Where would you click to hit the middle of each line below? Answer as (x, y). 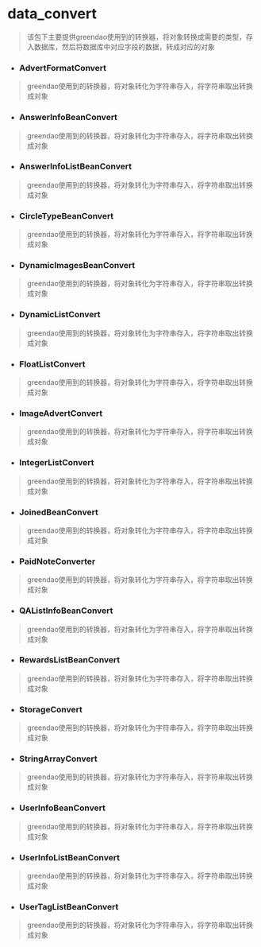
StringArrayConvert (58, 759)
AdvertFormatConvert (63, 68)
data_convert (52, 14)
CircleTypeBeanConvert (66, 215)
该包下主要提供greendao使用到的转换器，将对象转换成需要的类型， (136, 37)
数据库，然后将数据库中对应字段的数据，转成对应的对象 (124, 47)
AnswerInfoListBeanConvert (75, 166)
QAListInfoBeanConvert (66, 611)
